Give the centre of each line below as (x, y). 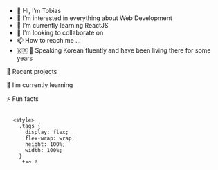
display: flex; (47, 132)
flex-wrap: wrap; (50, 138)
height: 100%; (45, 144)
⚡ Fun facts (22, 99)
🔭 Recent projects (32, 72)
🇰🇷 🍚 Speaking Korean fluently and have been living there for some (113, 50)
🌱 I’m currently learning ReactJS (62, 25)
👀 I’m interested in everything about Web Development (94, 18)
